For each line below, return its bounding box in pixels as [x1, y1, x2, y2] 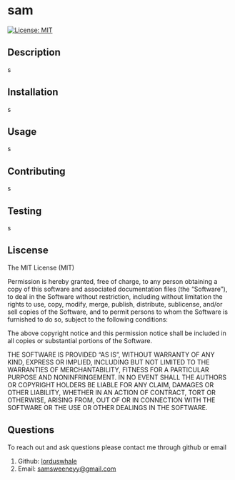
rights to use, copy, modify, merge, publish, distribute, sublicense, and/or [7, 300, 223, 308]
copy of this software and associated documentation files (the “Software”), [7, 285, 228, 293]
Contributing [7, 165, 66, 177]
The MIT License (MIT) [7, 263, 75, 272]
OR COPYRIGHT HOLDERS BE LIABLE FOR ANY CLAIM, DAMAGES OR [7, 380, 214, 389]
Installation [7, 86, 59, 98]
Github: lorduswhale [17, 456, 77, 465]
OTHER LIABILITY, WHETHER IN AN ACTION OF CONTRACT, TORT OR [7, 388, 216, 397]
